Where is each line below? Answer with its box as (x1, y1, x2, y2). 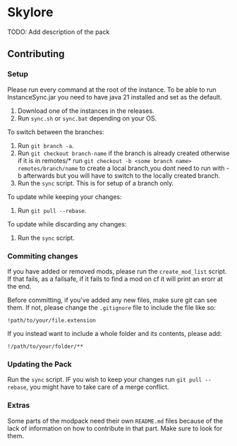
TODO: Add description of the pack (7, 28, 110, 36)
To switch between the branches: (7, 128, 104, 136)
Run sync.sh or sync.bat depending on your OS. (17, 114, 157, 122)
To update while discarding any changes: (7, 219, 127, 228)
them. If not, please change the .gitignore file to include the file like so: (7, 303, 217, 311)
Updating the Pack (7, 359, 72, 369)
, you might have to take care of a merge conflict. (25, 382, 169, 392)
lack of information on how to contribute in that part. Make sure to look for (7, 424, 223, 433)
